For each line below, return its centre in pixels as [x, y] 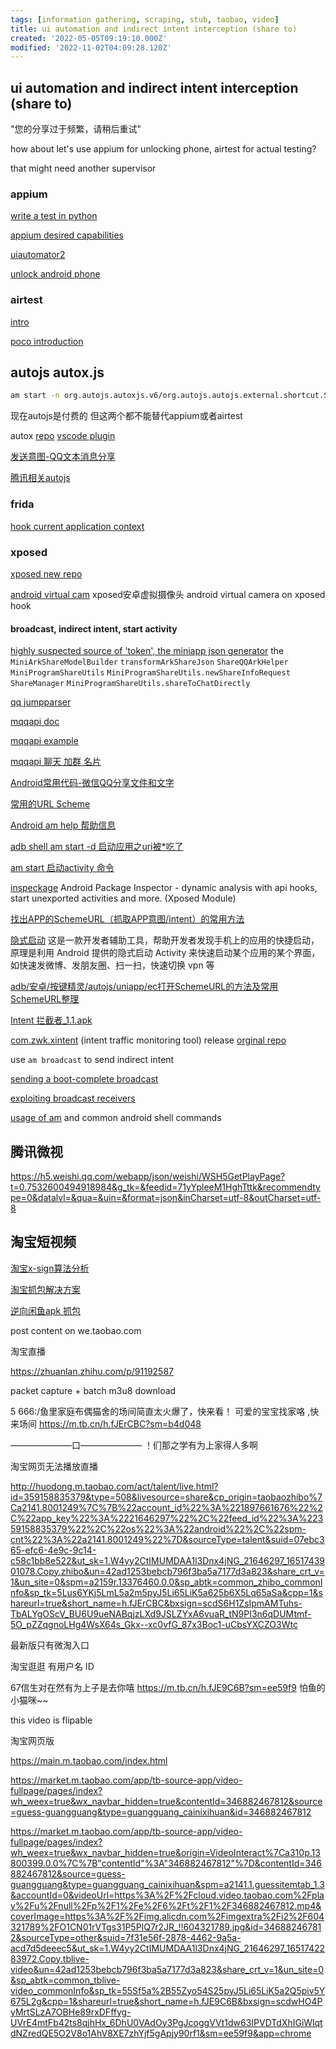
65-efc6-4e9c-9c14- [53, 1550]
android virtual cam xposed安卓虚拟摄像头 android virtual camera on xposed [168, 594]
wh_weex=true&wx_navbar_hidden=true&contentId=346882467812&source [166, 1801]
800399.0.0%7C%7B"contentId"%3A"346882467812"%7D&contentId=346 [166, 1863]
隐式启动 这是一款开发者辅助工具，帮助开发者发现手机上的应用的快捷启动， [165, 940]
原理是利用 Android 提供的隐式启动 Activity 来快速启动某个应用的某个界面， [165, 953]
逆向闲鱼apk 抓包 [46, 1310]
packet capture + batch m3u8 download [93, 1390]
